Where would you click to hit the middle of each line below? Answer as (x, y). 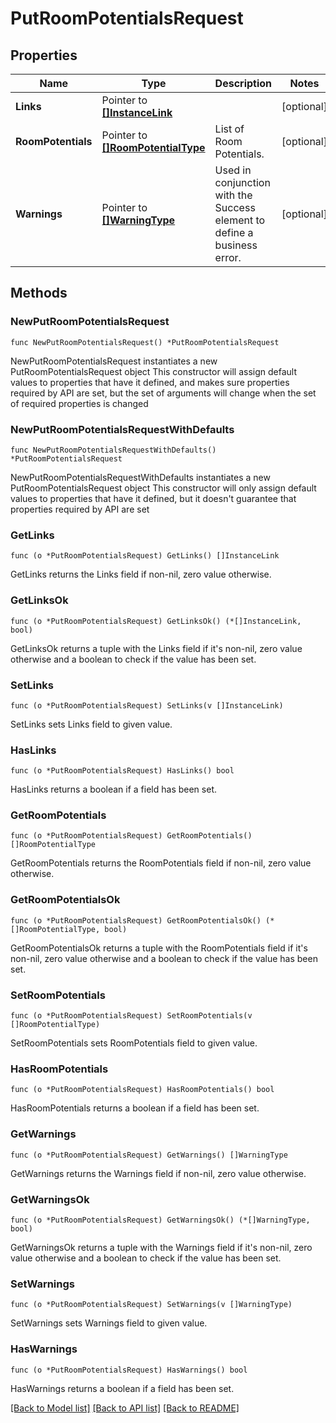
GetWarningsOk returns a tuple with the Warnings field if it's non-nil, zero (161, 1247)
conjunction (242, 182)
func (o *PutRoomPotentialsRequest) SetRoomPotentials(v (131, 1016)
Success (235, 207)
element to (240, 220)
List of (229, 129)
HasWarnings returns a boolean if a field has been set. (122, 1388)
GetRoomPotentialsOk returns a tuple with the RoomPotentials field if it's (159, 948)
